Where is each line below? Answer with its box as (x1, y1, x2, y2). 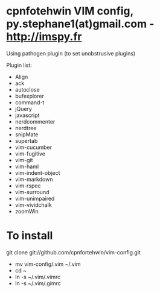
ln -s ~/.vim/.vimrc (14, 273, 61, 280)
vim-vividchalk (14, 201, 53, 209)
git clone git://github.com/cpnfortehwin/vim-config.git (6, 248, 141, 256)
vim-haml (14, 163, 39, 170)
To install (6, 229, 53, 242)
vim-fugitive (14, 150, 45, 157)
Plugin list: (6, 61, 32, 69)
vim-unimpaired (14, 195, 55, 202)
